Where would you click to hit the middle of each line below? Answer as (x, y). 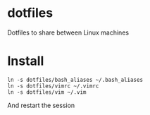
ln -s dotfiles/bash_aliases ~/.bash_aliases (75, 80)
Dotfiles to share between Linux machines (68, 32)
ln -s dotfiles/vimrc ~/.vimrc (53, 86)
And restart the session (41, 105)
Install (26, 61)
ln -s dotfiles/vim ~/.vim (47, 92)
